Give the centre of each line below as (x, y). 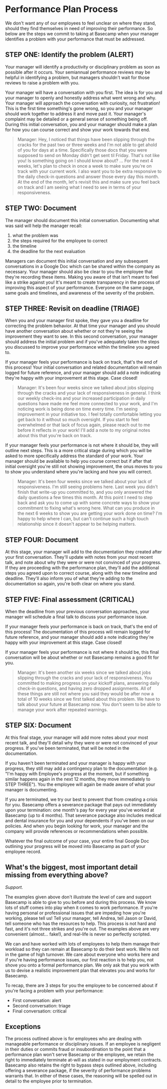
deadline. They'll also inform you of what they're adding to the (69, 578)
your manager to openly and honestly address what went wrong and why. (81, 98)
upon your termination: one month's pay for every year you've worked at (80, 810)
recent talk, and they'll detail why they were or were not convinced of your (82, 743)
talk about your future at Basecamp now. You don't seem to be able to (89, 704)
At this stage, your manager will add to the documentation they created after (83, 552)
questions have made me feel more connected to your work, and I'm (87, 404)
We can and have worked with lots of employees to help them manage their (83, 943)
